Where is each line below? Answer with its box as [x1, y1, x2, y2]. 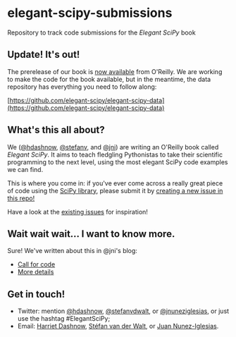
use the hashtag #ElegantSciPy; [17, 314, 111, 323]
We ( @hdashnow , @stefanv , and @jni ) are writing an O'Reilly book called [7, 142, 219, 151]
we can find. [7, 165, 44, 173]
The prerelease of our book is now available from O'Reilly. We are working [7, 67, 223, 75]
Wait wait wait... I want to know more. [7, 228, 175, 240]
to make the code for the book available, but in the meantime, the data [7, 75, 211, 83]
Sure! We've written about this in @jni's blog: [7, 247, 137, 255]
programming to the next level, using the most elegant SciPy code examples [7, 157, 228, 166]
